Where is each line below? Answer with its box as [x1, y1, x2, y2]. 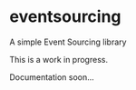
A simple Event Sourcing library [9, 36, 127, 47]
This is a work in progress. [9, 54, 109, 65]
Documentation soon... [9, 71, 95, 83]
